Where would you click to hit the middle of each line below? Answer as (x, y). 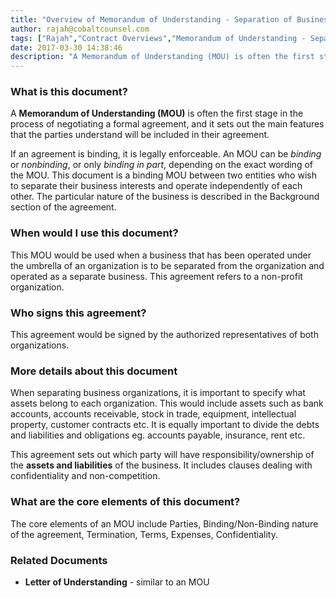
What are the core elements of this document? (125, 502)
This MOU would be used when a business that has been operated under (161, 255)
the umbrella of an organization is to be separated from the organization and (167, 265)
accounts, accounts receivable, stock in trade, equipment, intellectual (153, 414)
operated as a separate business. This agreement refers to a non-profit (156, 276)
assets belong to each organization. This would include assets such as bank (167, 403)
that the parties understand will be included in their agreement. (140, 135)
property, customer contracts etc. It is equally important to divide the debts (165, 425)
